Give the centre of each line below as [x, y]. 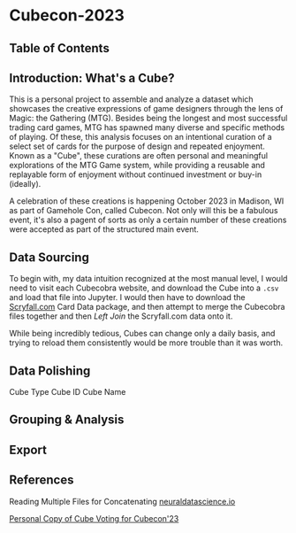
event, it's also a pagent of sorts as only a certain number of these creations [148, 220]
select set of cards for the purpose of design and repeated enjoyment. [137, 146]
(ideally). [25, 184]
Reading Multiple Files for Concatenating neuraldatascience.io [122, 501]
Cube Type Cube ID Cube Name [68, 392]
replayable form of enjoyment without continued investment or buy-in [136, 174]
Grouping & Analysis [67, 420]
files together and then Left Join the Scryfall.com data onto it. [121, 316]
